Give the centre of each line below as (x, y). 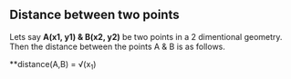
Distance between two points (94, 15)
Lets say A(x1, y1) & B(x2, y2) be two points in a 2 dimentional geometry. (146, 36)
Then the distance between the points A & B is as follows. (118, 46)
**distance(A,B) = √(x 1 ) (53, 65)
